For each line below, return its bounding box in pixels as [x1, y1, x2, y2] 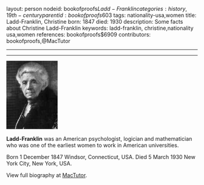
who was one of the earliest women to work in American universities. [6, 142, 179, 149]
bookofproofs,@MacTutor [6, 38, 71, 44]
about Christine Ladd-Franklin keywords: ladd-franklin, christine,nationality [6, 24, 194, 32]
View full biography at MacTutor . [6, 172, 87, 178]
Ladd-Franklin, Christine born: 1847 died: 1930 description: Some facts [6, 18, 183, 25]
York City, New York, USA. [6, 160, 72, 167]
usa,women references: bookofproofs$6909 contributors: [6, 31, 151, 38]
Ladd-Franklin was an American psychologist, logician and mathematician [6, 135, 192, 142]
